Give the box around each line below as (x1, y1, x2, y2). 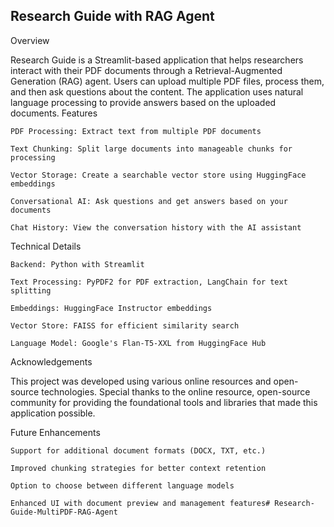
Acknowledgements (10, 355, 93, 368)
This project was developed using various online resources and (10, 375, 272, 387)
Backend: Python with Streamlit (10, 259, 145, 269)
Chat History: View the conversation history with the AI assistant (10, 222, 302, 233)
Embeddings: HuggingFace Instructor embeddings (10, 303, 213, 313)
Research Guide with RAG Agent (10, 8, 215, 25)
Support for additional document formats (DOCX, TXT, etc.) (10, 445, 267, 456)
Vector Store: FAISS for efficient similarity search (10, 320, 240, 331)
